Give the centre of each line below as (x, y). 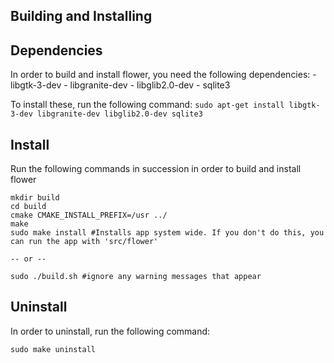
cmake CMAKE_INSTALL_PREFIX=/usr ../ (89, 215)
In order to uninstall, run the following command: (110, 331)
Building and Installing (81, 16)
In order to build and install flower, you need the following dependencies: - (163, 75)
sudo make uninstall (53, 349)
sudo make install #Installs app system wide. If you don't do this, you (167, 233)
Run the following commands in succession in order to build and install (156, 169)
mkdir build (35, 198)
